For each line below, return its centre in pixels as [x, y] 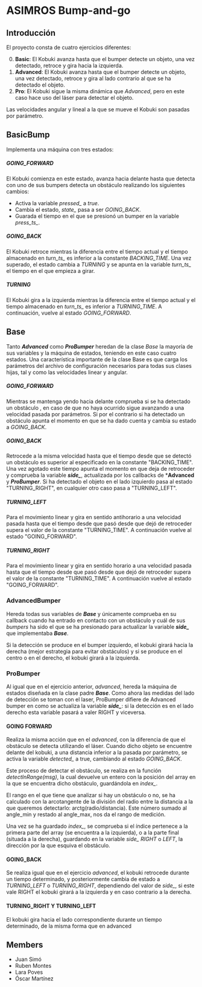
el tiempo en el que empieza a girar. [51, 271]
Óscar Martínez [34, 979]
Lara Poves [29, 972]
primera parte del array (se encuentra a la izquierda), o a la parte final [93, 833]
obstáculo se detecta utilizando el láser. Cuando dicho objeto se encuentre [99, 746]
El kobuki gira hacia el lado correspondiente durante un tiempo [84, 919]
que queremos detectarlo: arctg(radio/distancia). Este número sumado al [96, 808]
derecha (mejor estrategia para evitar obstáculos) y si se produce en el [94, 651]
